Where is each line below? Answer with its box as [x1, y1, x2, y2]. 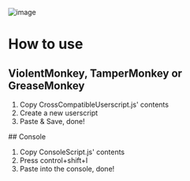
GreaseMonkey [8, 79, 85, 92]
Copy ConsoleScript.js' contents [19, 147, 125, 156]
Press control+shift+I [19, 156, 88, 165]
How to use [8, 36, 84, 53]
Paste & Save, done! [19, 117, 85, 126]
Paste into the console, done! [19, 164, 115, 173]
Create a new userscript [19, 108, 99, 118]
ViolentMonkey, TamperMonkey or [8, 66, 183, 80]
